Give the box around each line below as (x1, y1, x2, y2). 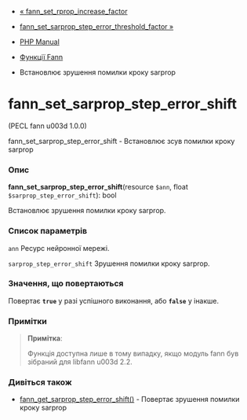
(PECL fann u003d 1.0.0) (8, 121, 88, 131)
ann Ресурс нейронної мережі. (8, 243, 110, 252)
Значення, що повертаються (8, 278, 124, 289)
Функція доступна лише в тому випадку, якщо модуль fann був (27, 349, 239, 359)
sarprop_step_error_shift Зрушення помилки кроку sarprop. (8, 259, 210, 268)
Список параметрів (8, 226, 88, 237)
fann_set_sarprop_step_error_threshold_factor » (19, 22, 174, 31)
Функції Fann (19, 53, 64, 61)
